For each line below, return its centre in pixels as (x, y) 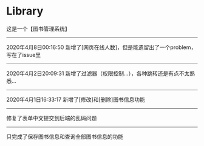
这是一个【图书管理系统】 (38, 28)
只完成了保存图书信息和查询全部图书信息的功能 (65, 136)
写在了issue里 (24, 55)
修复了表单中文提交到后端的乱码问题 (52, 118)
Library (25, 11)
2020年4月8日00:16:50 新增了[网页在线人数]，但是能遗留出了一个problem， (101, 47)
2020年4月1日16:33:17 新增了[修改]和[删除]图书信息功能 (76, 99)
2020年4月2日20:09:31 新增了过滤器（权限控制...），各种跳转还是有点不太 (98, 73)
